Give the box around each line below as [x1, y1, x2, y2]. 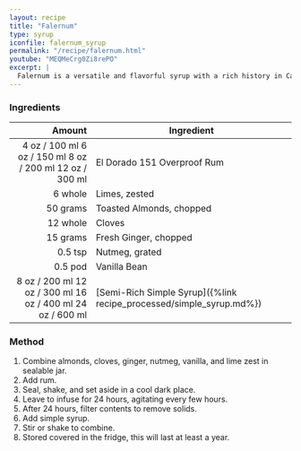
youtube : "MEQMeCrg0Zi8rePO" [9, 55, 118, 64]
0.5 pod [53, 261, 88, 273]
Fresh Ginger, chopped [95, 231, 193, 244]
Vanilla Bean [95, 261, 148, 273]
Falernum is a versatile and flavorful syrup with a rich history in [17, 72, 282, 81]
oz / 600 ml [39, 308, 88, 321]
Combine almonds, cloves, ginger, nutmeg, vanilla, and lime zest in [21, 356, 269, 367]
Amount [52, 125, 88, 137]
